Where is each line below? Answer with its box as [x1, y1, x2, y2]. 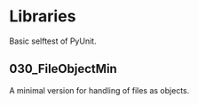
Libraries [9, 6, 76, 27]
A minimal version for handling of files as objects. [9, 85, 190, 95]
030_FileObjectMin [9, 61, 117, 77]
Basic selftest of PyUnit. [9, 36, 97, 46]
